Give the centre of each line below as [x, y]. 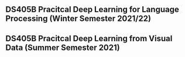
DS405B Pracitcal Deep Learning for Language [92, 10]
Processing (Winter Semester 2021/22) [78, 19]
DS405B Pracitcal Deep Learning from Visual [89, 38]
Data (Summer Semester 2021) [63, 47]
